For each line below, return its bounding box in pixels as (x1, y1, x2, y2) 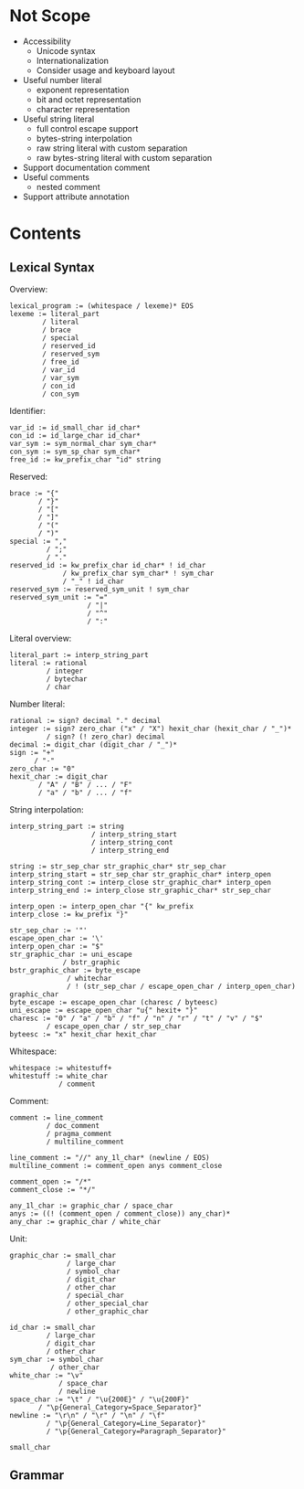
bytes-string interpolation (36, 133, 132, 144)
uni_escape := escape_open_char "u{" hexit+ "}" (9, 1005, 198, 1015)
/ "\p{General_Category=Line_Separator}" (46, 1419, 206, 1428)
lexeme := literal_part (9, 309, 100, 318)
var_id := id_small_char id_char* (9, 422, 142, 432)
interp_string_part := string (9, 822, 125, 831)
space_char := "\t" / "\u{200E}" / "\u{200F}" (9, 1395, 190, 1404)
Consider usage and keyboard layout (36, 65, 175, 76)
